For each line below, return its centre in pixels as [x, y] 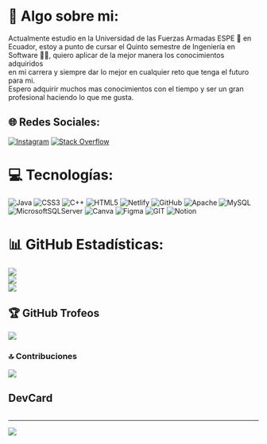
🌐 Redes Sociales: [54, 122]
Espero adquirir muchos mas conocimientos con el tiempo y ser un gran [126, 89]
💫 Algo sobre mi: [64, 16]
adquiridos [26, 64]
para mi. [22, 80]
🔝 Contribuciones [43, 357]
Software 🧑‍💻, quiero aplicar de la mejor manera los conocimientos [116, 55]
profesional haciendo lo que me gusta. [71, 97]
